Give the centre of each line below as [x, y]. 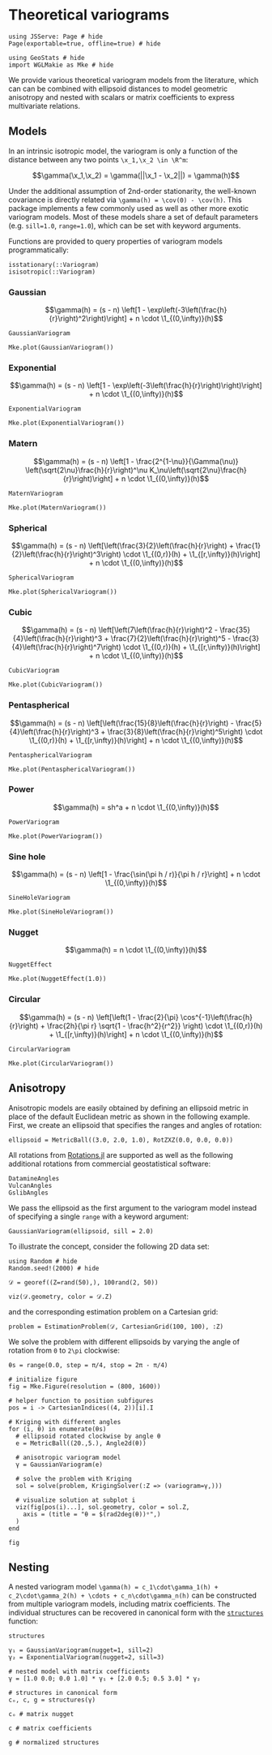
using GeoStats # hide [47, 58]
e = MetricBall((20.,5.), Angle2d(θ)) [81, 1443]
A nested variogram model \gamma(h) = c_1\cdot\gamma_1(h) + [113, 1587]
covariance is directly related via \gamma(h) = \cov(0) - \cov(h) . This [125, 200]
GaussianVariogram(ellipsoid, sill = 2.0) [81, 1231]
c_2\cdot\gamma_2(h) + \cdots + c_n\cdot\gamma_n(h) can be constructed [133, 1595]
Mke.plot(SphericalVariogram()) [63, 591]
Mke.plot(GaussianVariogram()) [61, 348]
